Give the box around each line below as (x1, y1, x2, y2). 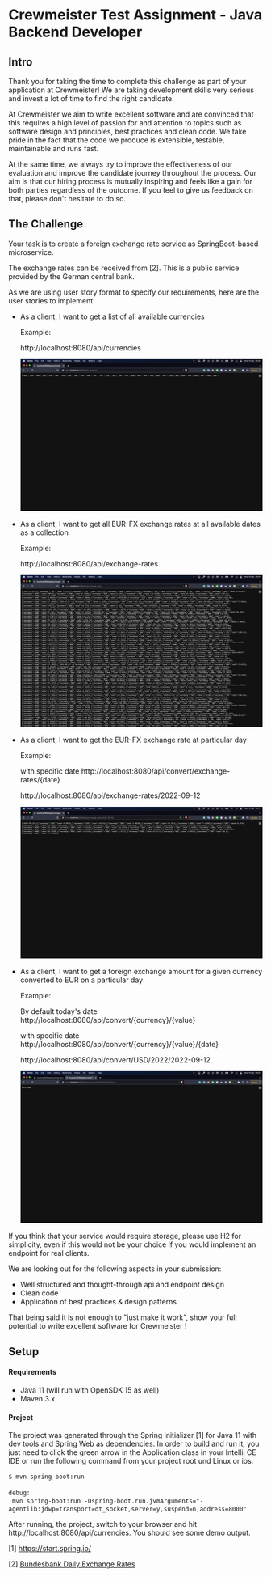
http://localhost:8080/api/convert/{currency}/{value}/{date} (19, 1040, 219, 1049)
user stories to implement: (8, 295, 95, 305)
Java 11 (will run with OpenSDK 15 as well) (19, 1385, 160, 1395)
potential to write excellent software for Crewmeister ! (8, 1321, 187, 1331)
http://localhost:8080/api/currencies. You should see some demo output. (8, 1528, 252, 1538)
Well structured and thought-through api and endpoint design (19, 1280, 224, 1290)
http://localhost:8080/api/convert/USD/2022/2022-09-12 (19, 1055, 211, 1065)
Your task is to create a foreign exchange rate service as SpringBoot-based (8, 239, 259, 248)
